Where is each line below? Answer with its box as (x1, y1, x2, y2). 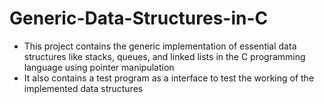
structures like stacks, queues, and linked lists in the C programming (23, 50, 306, 62)
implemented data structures (23, 82, 144, 94)
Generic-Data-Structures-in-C (9, 7, 269, 30)
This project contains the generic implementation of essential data (23, 40, 297, 52)
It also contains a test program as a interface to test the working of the (23, 72, 315, 84)
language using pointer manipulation (23, 61, 175, 73)
